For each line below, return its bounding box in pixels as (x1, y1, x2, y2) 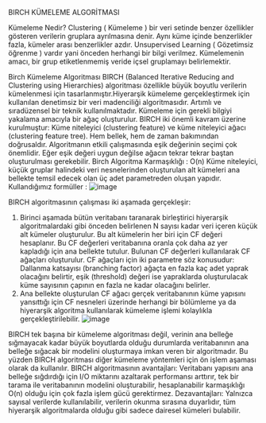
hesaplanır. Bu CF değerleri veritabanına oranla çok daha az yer (19, 239, 228, 247)
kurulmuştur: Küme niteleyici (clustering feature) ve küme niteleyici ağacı (8, 123, 246, 132)
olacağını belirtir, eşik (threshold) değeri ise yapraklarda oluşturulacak (19, 272, 249, 281)
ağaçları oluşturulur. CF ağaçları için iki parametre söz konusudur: (19, 255, 235, 264)
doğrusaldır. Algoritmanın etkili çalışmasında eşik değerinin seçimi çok (8, 140, 238, 149)
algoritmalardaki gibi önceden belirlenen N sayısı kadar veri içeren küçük (19, 221, 258, 231)
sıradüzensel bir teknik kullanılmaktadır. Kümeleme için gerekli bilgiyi (8, 106, 233, 115)
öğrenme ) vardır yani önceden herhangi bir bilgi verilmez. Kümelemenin (8, 49, 245, 57)
